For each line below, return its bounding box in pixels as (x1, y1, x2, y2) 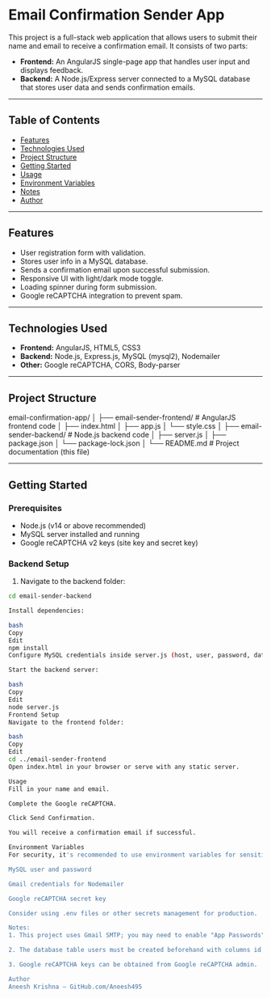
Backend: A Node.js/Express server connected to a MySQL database (19, 74, 251, 83)
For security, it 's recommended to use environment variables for (8, 851, 236, 859)
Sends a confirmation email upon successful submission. (19, 264, 210, 274)
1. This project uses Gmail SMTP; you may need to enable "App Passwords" (8, 932, 265, 940)
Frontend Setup (8, 710, 60, 719)
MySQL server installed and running (19, 529, 140, 539)
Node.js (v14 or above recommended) (19, 520, 147, 531)
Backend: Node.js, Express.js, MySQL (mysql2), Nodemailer (19, 352, 220, 362)
